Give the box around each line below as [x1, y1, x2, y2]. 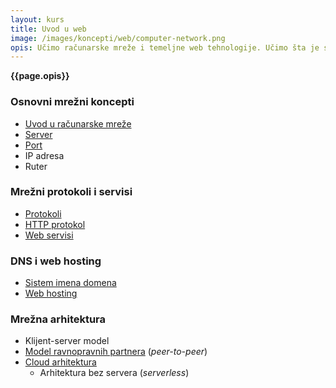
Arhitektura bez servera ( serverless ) [39, 367, 190, 379]
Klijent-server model [24, 335, 110, 347]
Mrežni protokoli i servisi [10, 185, 133, 199]
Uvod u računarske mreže [24, 117, 132, 130]
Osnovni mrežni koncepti [10, 95, 135, 109]
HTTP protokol [24, 218, 86, 230]
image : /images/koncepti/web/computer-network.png [10, 33, 226, 43]
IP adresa [24, 149, 65, 161]
